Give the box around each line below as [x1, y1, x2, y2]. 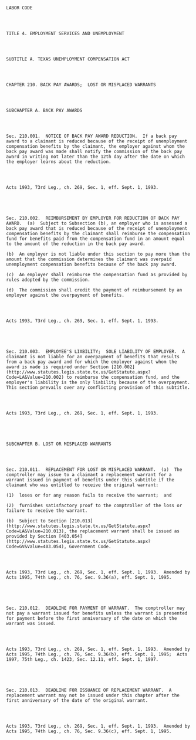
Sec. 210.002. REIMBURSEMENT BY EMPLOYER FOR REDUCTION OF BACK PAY [6, 215, 180, 221]
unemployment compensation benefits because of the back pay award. [6, 262, 177, 267]
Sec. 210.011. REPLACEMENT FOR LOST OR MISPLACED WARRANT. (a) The [6, 467, 183, 473]
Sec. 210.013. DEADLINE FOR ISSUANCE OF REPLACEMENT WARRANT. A [6, 687, 172, 693]
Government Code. [69, 544, 111, 549]
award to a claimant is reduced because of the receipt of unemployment [6, 138, 188, 144]
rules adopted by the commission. [6, 277, 91, 283]
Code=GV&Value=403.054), [6, 544, 67, 549]
